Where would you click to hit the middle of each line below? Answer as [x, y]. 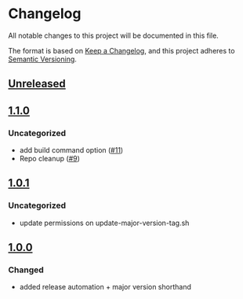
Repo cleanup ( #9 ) [50, 159]
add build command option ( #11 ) [71, 150]
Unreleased [37, 84]
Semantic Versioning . [42, 59]
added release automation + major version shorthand [105, 287]
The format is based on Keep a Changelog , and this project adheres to [121, 50]
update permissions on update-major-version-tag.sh [104, 223]
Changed [26, 270]
